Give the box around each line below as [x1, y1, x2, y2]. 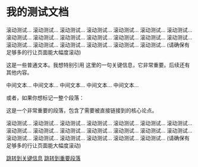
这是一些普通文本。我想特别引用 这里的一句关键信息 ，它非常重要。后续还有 [6, 61, 190, 69]
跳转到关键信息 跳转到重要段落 [6, 154, 81, 162]
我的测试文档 [6, 5, 70, 19]
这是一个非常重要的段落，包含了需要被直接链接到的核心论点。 [6, 107, 158, 114]
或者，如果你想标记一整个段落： [6, 94, 84, 101]
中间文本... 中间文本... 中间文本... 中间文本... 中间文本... [6, 81, 139, 88]
